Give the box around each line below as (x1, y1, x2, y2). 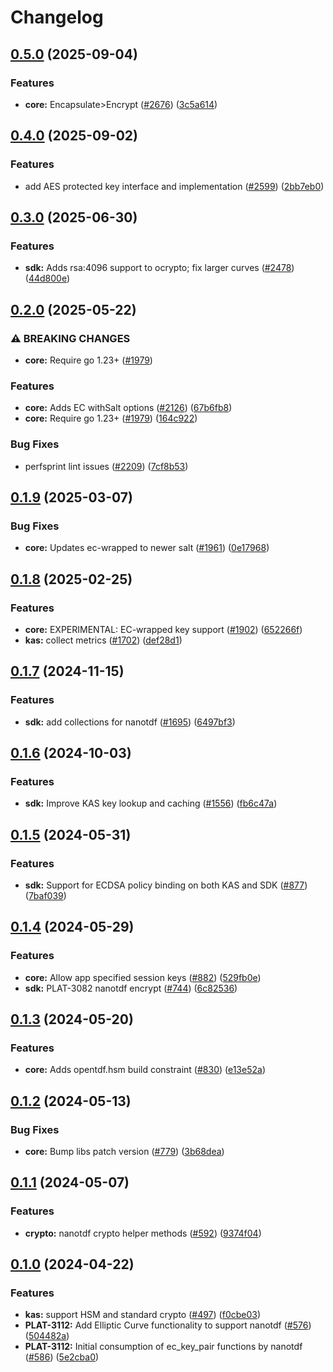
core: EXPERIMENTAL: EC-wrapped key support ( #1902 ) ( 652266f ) (24, 623, 303, 635)
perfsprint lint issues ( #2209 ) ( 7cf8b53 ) (24, 460, 189, 472)
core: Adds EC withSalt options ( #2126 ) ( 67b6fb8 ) (24, 402, 233, 414)
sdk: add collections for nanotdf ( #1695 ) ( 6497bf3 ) (24, 716, 236, 728)
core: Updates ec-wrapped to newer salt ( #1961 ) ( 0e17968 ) (24, 542, 270, 554)
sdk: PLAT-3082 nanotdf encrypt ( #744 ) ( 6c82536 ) (24, 982, 238, 994)
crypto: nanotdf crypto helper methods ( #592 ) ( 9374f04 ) (24, 1227, 262, 1239)
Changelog (10, 6, 104, 29)
